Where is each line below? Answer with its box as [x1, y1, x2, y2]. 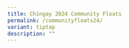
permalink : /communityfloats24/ [7, 17, 103, 24]
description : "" [7, 30, 55, 37]
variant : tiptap [7, 23, 55, 30]
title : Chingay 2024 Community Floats [7, 10, 122, 18]
